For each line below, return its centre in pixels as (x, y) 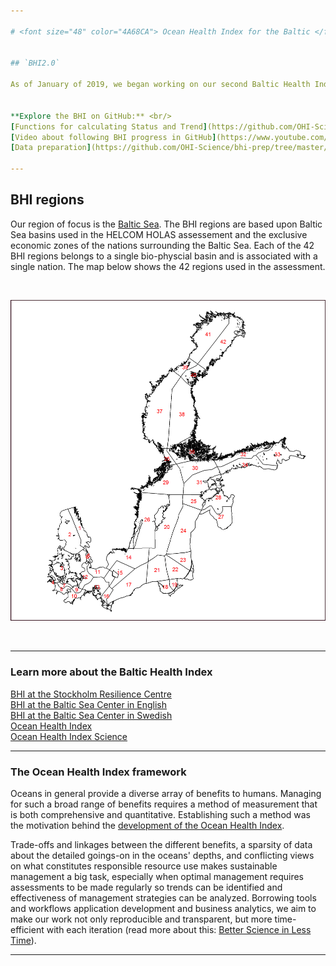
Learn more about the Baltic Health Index (111, 672)
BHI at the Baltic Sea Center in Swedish (91, 715)
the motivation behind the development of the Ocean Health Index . (147, 825)
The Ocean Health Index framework (98, 772)
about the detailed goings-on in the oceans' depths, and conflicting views (162, 855)
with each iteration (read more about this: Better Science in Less (179, 929)
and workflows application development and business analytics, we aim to (163, 908)
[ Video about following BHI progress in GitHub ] (113, 137)
